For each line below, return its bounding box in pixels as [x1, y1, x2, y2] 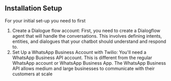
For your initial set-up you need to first [5, 17, 85, 23]
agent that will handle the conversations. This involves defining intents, [12, 33, 162, 39]
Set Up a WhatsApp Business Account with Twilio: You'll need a [12, 49, 146, 55]
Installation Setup [5, 4, 62, 13]
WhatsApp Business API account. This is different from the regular [12, 55, 152, 61]
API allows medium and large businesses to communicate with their [12, 65, 155, 71]
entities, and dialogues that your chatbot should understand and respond [12, 38, 166, 44]
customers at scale [12, 71, 53, 77]
